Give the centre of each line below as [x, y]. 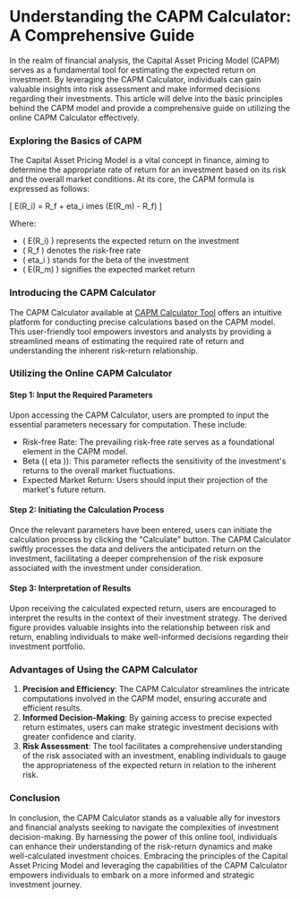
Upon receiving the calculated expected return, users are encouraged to [143, 609]
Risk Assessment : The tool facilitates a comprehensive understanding [152, 747]
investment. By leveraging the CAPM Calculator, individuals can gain [135, 79]
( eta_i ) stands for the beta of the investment [106, 260]
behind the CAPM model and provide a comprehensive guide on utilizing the [150, 108]
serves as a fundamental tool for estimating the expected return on [133, 70]
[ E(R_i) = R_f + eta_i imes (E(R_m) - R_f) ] [86, 206]
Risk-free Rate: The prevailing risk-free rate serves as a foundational [148, 442]
